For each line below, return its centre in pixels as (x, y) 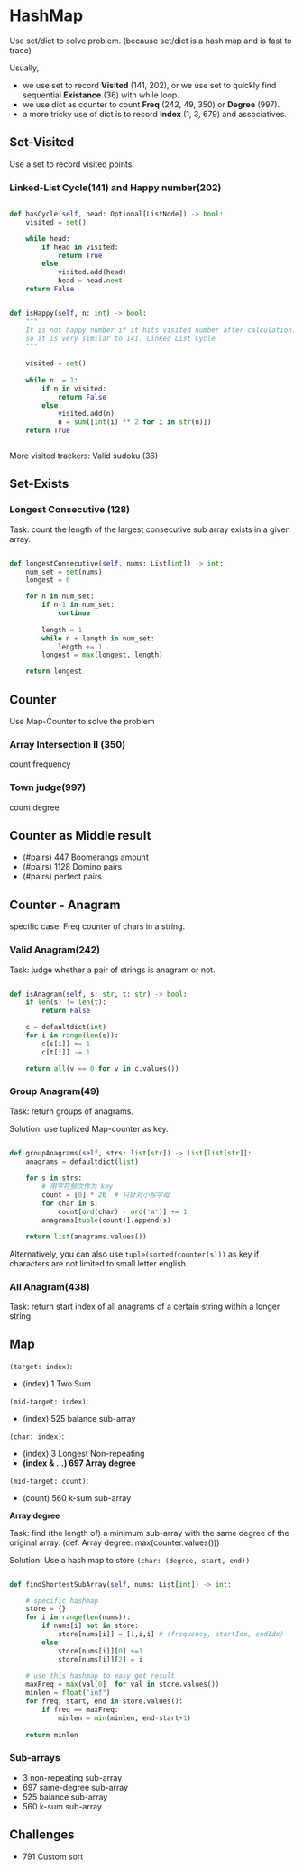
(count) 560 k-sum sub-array (77, 1497)
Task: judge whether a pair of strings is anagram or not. (112, 970)
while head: (48, 239)
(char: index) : (37, 1436)
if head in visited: (80, 247)
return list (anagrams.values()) (86, 1237)
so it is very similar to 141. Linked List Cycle (121, 338)
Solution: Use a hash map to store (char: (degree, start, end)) (130, 1560)
